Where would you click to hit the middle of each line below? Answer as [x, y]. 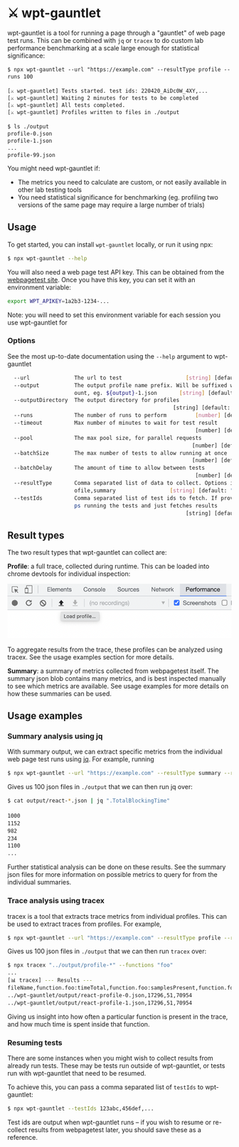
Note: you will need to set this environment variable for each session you [114, 314]
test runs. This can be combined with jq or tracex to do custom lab [106, 40]
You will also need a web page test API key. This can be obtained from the [116, 272]
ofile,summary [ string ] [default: [151, 490]
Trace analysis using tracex [56, 901]
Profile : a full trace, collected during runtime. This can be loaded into [108, 566]
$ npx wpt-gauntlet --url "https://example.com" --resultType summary [114, 773]
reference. [22, 1137]
